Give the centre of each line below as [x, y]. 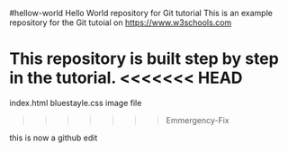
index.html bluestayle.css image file [76, 103]
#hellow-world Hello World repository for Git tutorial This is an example [141, 13]
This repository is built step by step [144, 59]
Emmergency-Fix [198, 120]
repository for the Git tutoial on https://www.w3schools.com [121, 22]
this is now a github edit [54, 138]
